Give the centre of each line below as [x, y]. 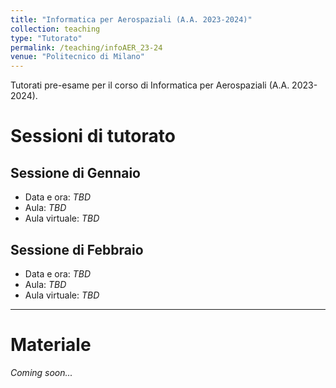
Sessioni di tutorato [93, 136]
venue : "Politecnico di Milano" [77, 57]
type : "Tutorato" [46, 38]
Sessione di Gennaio [75, 172]
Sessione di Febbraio [77, 249]
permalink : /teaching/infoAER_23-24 [86, 47]
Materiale [51, 345]
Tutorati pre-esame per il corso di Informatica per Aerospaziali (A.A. [150, 85]
